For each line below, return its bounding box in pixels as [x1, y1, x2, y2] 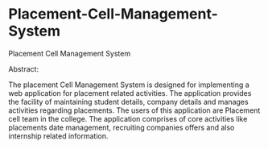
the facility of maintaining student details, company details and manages [8, 97, 249, 106]
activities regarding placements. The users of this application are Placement [8, 106, 261, 115]
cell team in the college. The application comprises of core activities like [8, 114, 248, 123]
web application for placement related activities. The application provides [8, 88, 252, 97]
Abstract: [8, 64, 39, 73]
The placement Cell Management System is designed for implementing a [8, 80, 249, 89]
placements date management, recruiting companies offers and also [8, 122, 235, 132]
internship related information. [8, 130, 109, 141]
